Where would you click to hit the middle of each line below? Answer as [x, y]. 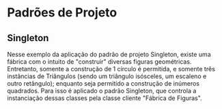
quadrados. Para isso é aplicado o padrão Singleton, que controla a [102, 91]
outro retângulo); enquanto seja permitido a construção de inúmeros [103, 83]
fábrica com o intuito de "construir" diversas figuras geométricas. [99, 62]
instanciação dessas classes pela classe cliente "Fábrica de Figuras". [105, 98]
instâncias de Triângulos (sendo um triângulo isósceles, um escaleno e [107, 76]
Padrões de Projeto [62, 13]
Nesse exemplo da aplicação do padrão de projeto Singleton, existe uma [109, 54]
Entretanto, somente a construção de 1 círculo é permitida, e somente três [111, 69]
